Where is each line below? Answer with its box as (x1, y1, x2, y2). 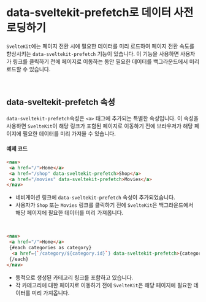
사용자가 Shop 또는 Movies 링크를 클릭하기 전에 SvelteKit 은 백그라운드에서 (15, 201, 194, 209)
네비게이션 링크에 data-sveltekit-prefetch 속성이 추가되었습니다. (15, 194, 176, 201)
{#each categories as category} (9, 245, 92, 251)
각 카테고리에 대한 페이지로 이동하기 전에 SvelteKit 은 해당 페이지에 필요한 (15, 281, 193, 288)
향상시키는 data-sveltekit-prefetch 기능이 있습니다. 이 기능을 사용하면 (6, 50, 179, 57)
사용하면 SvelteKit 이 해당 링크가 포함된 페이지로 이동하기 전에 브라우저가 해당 (6, 122, 193, 130)
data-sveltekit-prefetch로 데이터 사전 (6, 6, 194, 20)
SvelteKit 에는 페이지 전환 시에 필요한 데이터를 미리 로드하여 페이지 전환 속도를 (6, 42, 195, 50)
